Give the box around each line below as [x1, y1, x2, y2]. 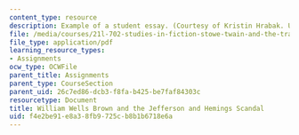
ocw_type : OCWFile [9, 63, 77, 72]
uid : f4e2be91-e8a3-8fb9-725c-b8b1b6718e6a [9, 112, 174, 121]
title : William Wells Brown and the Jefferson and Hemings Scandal [9, 104, 265, 113]
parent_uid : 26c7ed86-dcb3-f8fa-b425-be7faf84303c [9, 87, 201, 96]
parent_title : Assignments [9, 71, 109, 80]
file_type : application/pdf [9, 37, 114, 47]
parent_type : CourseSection [9, 79, 114, 88]
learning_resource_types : [9, 46, 105, 55]
